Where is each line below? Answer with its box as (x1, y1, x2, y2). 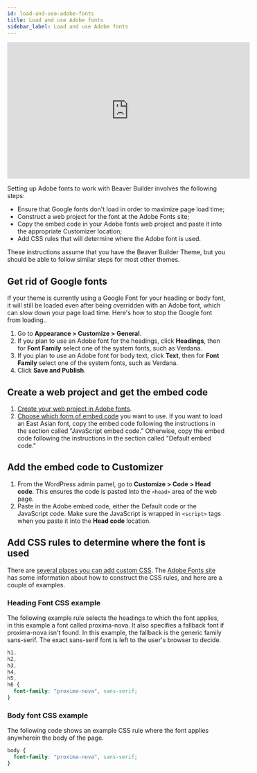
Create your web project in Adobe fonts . (17, 405, 132, 413)
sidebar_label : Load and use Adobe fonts (7, 23, 129, 30)
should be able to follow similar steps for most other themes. (7, 256, 180, 264)
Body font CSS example (7, 711, 89, 720)
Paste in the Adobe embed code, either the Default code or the (17, 501, 197, 510)
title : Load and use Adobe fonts (7, 17, 104, 24)
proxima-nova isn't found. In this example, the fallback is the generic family (7, 628, 222, 637)
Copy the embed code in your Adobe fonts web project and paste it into (17, 220, 222, 229)
